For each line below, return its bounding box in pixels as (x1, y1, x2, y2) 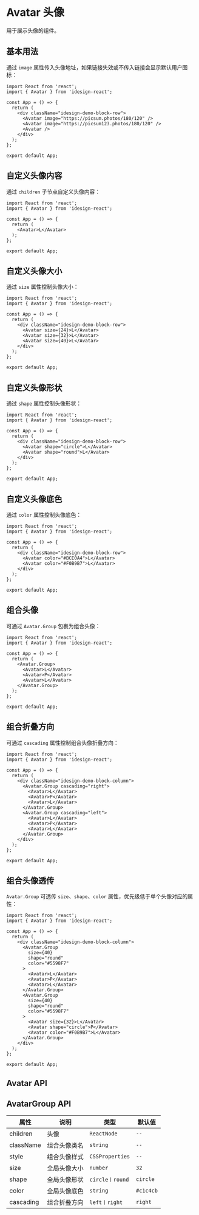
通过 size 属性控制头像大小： (6, 283, 79, 291)
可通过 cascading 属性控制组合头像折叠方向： (6, 739, 120, 746)
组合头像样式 (47, 1152, 84, 1161)
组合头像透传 (6, 876, 55, 886)
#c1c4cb (135, 1187, 158, 1194)
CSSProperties (89, 1153, 130, 1160)
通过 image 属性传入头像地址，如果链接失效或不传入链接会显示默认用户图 (6, 63, 188, 71)
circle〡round (89, 1176, 129, 1183)
